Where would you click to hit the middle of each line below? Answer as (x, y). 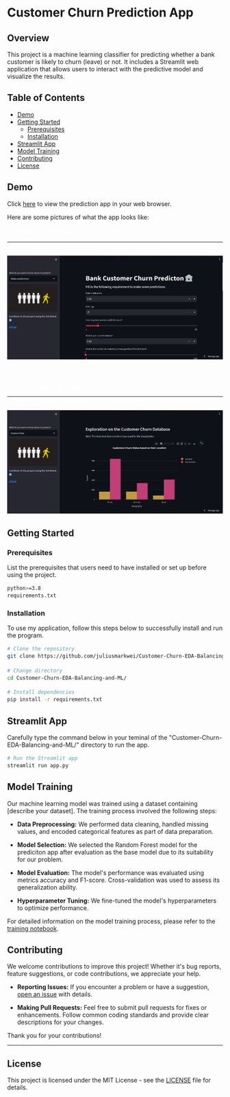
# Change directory (35, 670)
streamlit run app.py (38, 765)
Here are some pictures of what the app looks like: (78, 217)
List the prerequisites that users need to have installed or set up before (107, 567)
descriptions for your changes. (60, 1022)
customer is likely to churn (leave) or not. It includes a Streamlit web (103, 62)
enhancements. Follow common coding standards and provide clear (113, 1015)
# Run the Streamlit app (42, 758)
